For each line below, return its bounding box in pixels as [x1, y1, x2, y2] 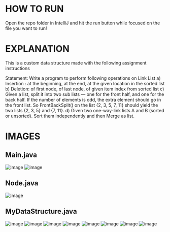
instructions [5, 65, 30, 71]
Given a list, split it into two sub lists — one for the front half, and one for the [5, 91, 164, 97]
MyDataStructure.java [5, 207, 77, 216]
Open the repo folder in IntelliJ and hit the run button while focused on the [5, 20, 160, 26]
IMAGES [5, 130, 41, 142]
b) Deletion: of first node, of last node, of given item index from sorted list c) [5, 86, 164, 92]
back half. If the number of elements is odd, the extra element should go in [5, 96, 161, 103]
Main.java [5, 151, 37, 159]
